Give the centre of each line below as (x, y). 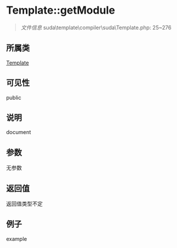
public (14, 97)
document (19, 132)
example (17, 239)
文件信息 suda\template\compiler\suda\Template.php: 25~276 (96, 27)
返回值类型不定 (24, 204)
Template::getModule (61, 10)
